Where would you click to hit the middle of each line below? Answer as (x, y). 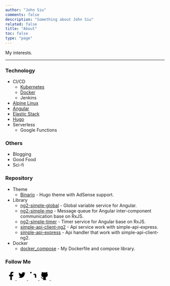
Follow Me (18, 262)
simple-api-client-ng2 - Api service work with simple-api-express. (89, 227)
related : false (21, 24)
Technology (20, 70)
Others (14, 144)
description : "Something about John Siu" (50, 19)
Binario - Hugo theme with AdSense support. (67, 194)
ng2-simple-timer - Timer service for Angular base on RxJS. (83, 222)
